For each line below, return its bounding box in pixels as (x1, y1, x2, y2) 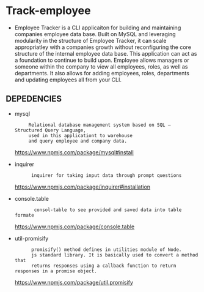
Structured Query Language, (14, 127, 86, 133)
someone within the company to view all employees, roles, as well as (14, 62, 188, 70)
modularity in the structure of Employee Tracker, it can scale (14, 37, 167, 44)
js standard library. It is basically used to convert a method (31, 252, 199, 258)
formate (14, 212, 34, 218)
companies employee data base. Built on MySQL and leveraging (14, 30, 176, 37)
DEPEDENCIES (5, 94, 62, 104)
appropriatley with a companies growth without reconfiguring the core (14, 43, 192, 51)
